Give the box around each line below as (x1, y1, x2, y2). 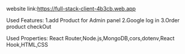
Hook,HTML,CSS (6, 41, 48, 48)
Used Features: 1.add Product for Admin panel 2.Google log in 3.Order (6, 17, 180, 23)
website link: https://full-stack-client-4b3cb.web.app (6, 5, 136, 12)
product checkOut (6, 23, 52, 30)
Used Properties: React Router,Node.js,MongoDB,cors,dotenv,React (6, 35, 175, 41)
